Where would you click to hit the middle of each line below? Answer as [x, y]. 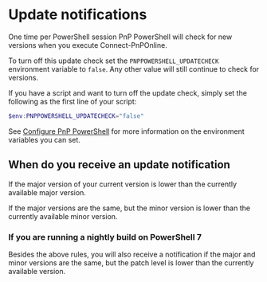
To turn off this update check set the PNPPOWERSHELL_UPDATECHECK [114, 61]
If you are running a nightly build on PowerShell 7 [105, 237]
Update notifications [78, 15]
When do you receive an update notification [120, 165]
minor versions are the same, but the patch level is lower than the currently [131, 262]
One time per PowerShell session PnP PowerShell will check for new [120, 37]
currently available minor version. [63, 216]
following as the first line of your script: [73, 101]
